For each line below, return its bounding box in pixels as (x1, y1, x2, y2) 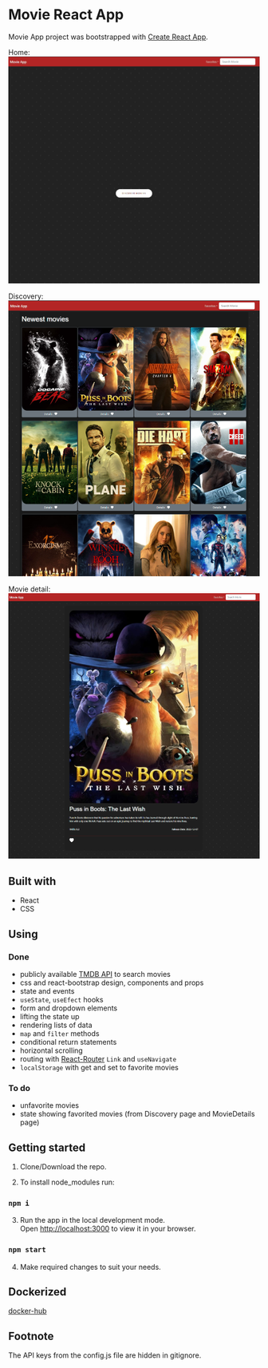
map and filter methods (19, 1028, 100, 1038)
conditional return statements (19, 1037, 117, 1046)
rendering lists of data (19, 1020, 93, 1030)
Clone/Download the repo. (19, 1162, 107, 1172)
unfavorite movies (19, 1101, 80, 1110)
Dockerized (8, 1285, 67, 1299)
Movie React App (8, 6, 124, 24)
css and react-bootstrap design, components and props (19, 978, 204, 987)
